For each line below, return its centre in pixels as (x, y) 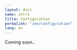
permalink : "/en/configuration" (38, 24)
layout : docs (18, 10)
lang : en (14, 28)
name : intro (17, 14)
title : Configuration (27, 19)
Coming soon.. (20, 42)
